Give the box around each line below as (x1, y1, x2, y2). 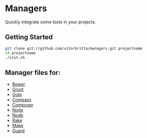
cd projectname (5, 51, 36, 55)
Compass (12, 97, 32, 103)
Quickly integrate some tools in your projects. (5, 19, 96, 25)
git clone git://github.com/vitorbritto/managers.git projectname (5, 46, 143, 51)
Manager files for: (5, 69, 61, 77)
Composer (12, 102, 34, 108)
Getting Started (5, 33, 53, 41)
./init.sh (5, 55, 25, 60)
